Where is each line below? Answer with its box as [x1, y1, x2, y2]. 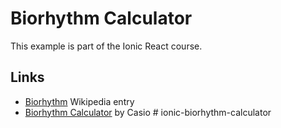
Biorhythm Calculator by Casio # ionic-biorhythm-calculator [24, 106, 272, 118]
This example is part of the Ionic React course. [10, 40, 203, 52]
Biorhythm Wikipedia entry [24, 95, 135, 107]
